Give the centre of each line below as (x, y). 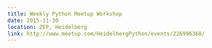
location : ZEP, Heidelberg (47, 27)
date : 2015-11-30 (33, 20)
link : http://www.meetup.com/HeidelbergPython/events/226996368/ (106, 34)
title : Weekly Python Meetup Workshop (65, 14)
